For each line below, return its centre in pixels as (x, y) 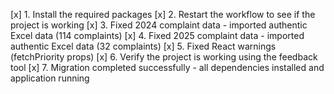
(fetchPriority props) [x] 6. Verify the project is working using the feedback (164, 57)
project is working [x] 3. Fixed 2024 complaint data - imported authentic (159, 25)
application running (50, 78)
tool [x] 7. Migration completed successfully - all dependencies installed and (167, 67)
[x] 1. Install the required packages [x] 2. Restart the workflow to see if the (163, 14)
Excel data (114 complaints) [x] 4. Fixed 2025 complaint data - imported (157, 35)
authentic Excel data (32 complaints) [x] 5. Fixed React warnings (143, 46)
